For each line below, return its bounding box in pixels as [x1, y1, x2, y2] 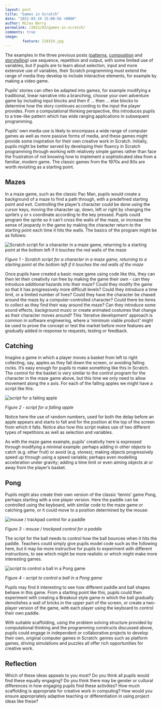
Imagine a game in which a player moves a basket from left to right [5, 354, 138, 360]
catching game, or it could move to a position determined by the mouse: [5, 507, 148, 513]
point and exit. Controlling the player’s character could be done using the [5, 201, 150, 207]
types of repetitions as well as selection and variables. [5, 429, 113, 435]
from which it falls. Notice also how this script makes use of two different [5, 424, 150, 430]
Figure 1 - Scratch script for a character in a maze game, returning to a [5, 256, 147, 262]
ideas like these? [5, 698, 39, 704]
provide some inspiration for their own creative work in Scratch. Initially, [5, 138, 148, 144]
